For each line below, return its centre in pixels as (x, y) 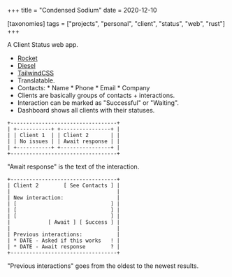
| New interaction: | (64, 198)
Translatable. (36, 80)
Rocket (28, 58)
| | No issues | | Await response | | (64, 141)
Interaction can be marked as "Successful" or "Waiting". (98, 103)
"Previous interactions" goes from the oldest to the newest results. (103, 266)
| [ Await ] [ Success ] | (64, 222)
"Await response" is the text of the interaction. (73, 166)
